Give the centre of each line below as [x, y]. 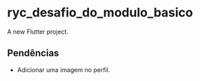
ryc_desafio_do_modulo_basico [100, 13]
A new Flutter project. [38, 32]
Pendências [33, 53]
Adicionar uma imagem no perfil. [63, 69]
